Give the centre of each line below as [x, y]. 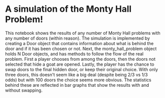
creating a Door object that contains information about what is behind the [79, 43]
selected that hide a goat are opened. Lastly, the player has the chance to [80, 64]
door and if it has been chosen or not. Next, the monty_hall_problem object [81, 49]
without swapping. [24, 90]
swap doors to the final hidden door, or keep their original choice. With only [82, 69]
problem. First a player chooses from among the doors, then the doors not [80, 59]
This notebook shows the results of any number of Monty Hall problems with [83, 33]
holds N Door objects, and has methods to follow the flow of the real [74, 54]
